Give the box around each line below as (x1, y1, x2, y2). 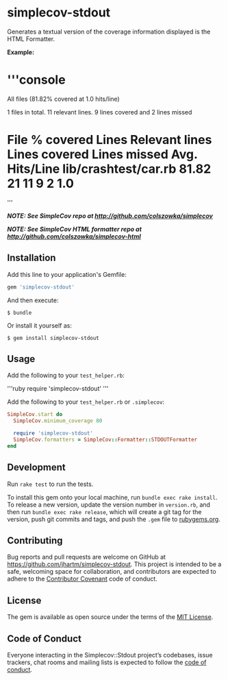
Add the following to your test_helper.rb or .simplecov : (7, 398, 165, 406)
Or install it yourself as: (7, 321, 72, 330)
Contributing (7, 535, 63, 546)
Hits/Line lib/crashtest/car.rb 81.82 (7, 161, 212, 177)
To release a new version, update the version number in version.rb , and (7, 500, 211, 509)
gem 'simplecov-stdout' (7, 283, 75, 291)
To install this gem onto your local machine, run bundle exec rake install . (7, 493, 218, 501)
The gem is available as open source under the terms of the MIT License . (7, 613, 214, 621)
